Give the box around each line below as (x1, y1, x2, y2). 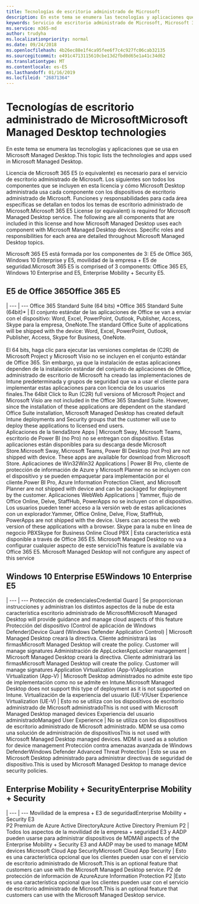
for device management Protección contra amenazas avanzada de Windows (6, 741, 192, 748)
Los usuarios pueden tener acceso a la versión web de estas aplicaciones (6, 504, 187, 511)
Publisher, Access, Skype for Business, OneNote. (6, 334, 126, 341)
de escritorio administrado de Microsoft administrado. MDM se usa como (6, 722, 185, 730)
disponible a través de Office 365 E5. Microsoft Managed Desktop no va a (6, 535, 187, 543)
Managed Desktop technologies (6, 126, 167, 139)
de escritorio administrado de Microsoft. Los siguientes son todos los (6, 176, 175, 183)
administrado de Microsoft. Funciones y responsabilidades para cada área (6, 195, 188, 202)
